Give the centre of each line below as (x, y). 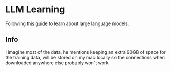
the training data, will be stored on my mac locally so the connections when (85, 57)
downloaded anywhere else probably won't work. (58, 63)
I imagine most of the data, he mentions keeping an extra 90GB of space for (85, 52)
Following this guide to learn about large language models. (67, 23)
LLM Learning (35, 9)
